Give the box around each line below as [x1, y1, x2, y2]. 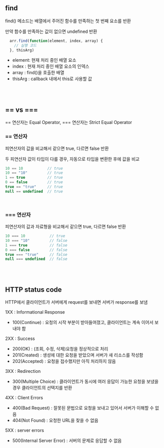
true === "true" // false [5, 252, 68, 257]
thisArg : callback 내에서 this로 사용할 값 [12, 76, 93, 82]
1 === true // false [5, 242, 68, 248]
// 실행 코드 [14, 43, 37, 48]
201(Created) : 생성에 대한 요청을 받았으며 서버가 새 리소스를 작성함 [12, 352, 144, 358]
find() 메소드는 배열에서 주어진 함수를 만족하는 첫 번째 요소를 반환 [5, 17, 131, 24]
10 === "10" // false [5, 238, 68, 243]
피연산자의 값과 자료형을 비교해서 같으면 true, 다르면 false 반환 [5, 224, 126, 229]
